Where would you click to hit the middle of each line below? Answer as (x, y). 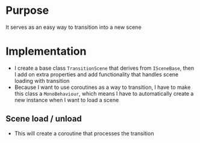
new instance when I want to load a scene (67, 100)
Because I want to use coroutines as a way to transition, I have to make (102, 87)
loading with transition (42, 81)
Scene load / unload (44, 119)
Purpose (27, 11)
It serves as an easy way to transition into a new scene (74, 27)
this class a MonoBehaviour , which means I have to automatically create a (104, 93)
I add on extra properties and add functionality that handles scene (96, 74)
